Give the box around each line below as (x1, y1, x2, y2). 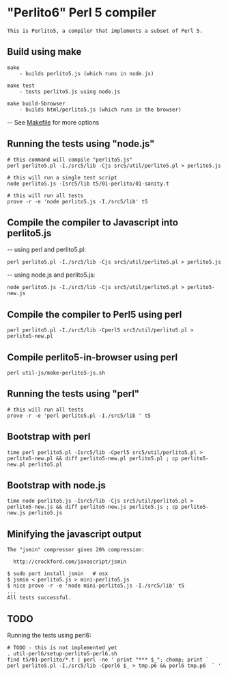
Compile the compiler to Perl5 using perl (7, 308, 182, 320)
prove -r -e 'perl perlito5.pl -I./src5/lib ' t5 (7, 412, 152, 419)
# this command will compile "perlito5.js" (7, 156, 133, 163)
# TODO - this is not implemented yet (7, 644, 117, 651)
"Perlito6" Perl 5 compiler (7, 5, 157, 21)
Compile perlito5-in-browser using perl (7, 351, 178, 363)
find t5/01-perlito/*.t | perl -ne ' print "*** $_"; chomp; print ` (7, 656, 210, 664)
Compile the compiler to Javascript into (7, 216, 179, 228)
